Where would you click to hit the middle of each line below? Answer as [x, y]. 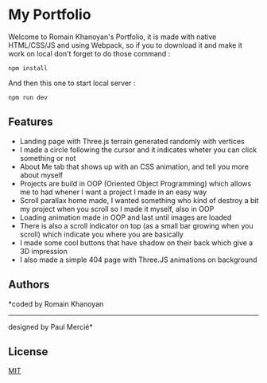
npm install [28, 68]
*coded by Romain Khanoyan [56, 303]
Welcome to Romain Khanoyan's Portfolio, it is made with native [112, 37]
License [28, 352]
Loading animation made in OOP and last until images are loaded [126, 217]
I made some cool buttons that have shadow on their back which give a [136, 242]
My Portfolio [50, 15]
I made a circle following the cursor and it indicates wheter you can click [138, 150]
